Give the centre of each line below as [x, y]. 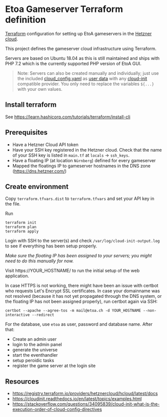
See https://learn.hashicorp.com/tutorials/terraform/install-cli [68, 117]
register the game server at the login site [54, 366]
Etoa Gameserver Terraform [64, 9]
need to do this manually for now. [40, 261]
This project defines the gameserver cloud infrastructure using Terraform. [81, 48]
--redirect [43, 315]
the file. [13, 204]
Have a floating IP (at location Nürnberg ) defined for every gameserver [84, 160]
